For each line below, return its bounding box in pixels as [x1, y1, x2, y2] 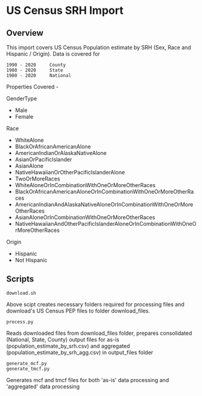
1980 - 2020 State [6, 67, 63, 73]
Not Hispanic [14, 257, 48, 263]
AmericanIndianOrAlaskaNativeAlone [14, 150, 107, 156]
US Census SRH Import [6, 4, 124, 18]
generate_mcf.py [6, 360, 47, 366]
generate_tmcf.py [6, 366, 50, 372]
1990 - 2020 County [6, 62, 66, 68]
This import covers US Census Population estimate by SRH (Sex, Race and [6, 44, 191, 51]
